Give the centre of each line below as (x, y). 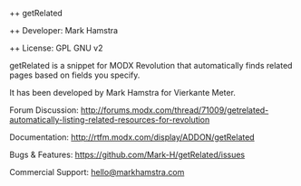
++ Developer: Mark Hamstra (64, 30)
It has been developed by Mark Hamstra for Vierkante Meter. (122, 93)
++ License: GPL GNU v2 (56, 48)
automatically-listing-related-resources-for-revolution (110, 120)
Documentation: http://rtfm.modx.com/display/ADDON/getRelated (132, 137)
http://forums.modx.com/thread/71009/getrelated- (175, 110)
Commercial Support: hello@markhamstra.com (97, 172)
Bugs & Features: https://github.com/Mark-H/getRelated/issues (127, 154)
